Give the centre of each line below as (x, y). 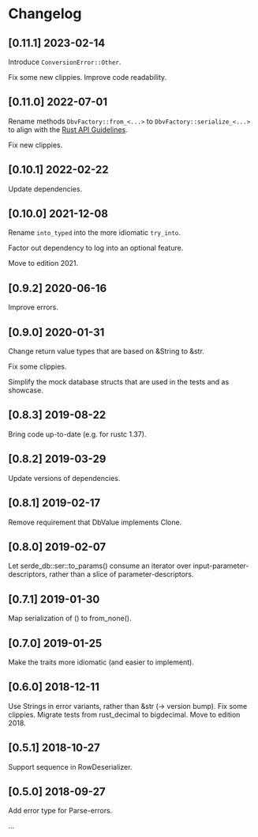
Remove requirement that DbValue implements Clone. (95, 522)
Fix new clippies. (36, 145)
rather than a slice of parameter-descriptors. (121, 574)
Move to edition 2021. (43, 263)
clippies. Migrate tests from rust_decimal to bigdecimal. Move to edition (124, 714)
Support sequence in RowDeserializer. (70, 767)
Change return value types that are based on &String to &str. (107, 351)
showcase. (26, 390)
